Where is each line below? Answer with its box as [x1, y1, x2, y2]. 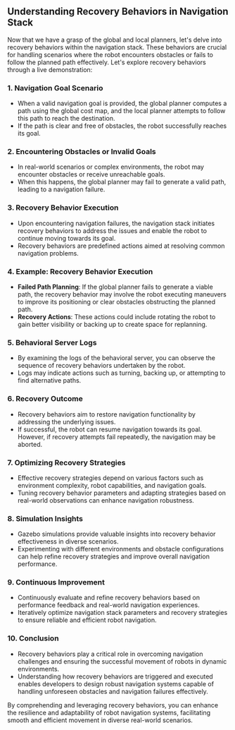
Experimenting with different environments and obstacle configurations [17, 545, 224, 554]
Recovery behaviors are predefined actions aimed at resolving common [17, 241, 225, 250]
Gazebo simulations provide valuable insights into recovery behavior [17, 529, 216, 539]
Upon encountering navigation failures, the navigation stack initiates [17, 219, 215, 227]
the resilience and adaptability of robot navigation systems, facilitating [7, 708, 211, 717]
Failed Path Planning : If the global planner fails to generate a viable [17, 282, 213, 291]
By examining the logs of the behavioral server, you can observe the [17, 354, 216, 362]
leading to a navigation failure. [17, 185, 106, 193]
